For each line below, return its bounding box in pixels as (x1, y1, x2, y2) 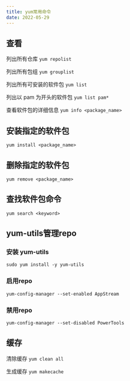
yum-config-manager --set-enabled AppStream (6, 291, 119, 297)
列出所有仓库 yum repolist (6, 55, 72, 63)
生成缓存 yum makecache (6, 368, 64, 375)
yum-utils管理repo (6, 228, 77, 238)
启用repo (6, 277, 33, 285)
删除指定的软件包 (6, 160, 69, 170)
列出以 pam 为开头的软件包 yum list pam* (6, 94, 109, 101)
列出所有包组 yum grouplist (6, 68, 75, 75)
